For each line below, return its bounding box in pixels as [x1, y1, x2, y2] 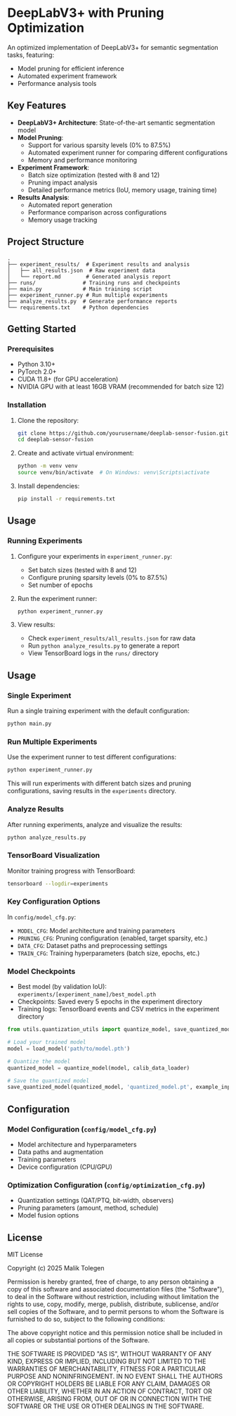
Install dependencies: [17, 482, 80, 491]
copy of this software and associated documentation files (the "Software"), [7, 1285, 225, 1294]
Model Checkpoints [7, 966, 76, 976]
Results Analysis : [17, 193, 70, 201]
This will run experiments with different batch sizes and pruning [7, 779, 192, 788]
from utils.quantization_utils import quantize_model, [7, 1026, 171, 1033]
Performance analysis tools [17, 79, 97, 87]
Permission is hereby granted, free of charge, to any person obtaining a [7, 1277, 214, 1286]
